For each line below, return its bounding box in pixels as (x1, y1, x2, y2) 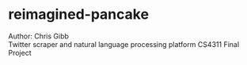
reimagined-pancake (8, 5, 149, 23)
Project (8, 48, 32, 57)
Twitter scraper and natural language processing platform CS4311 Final (8, 39, 240, 49)
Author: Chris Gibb (8, 31, 70, 41)
